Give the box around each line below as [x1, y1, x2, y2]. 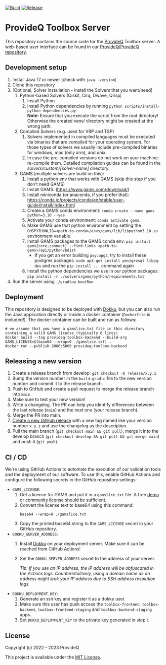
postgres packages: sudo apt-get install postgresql [34, 257, 145, 263]
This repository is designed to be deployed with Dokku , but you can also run [5, 306, 161, 312]
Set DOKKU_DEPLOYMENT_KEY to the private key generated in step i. [19, 617, 149, 623]
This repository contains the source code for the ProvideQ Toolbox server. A [5, 38, 161, 44]
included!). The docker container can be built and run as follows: [5, 317, 137, 323]
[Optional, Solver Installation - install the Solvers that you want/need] [12, 87, 153, 93]
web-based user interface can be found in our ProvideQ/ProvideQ [5, 44, 139, 50]
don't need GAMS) [27, 181, 65, 187]
